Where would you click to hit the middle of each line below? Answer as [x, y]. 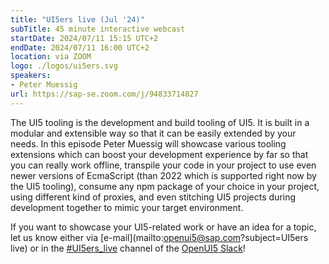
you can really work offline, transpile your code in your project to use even [163, 165]
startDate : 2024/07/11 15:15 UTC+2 [84, 38]
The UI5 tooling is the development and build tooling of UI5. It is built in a [160, 122]
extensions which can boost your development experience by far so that [159, 154]
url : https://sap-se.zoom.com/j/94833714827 [104, 94]
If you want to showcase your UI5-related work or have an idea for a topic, [163, 227]
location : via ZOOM [51, 57]
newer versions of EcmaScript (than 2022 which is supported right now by [163, 175]
